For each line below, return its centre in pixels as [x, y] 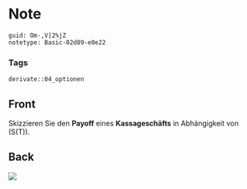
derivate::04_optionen [46, 80]
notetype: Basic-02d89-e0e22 [57, 42]
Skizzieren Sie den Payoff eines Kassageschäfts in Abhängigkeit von [123, 123]
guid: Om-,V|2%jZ [37, 35]
